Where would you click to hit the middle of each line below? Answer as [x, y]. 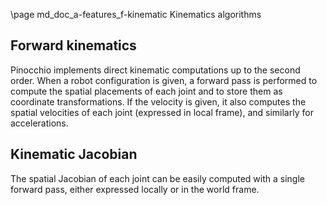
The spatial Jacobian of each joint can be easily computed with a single [158, 178]
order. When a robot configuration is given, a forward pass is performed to [164, 80]
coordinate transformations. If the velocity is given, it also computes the [158, 101]
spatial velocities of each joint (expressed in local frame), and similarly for [162, 112]
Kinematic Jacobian [74, 154]
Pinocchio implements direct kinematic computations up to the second [155, 70]
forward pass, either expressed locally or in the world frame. [135, 189]
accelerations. [39, 123]
